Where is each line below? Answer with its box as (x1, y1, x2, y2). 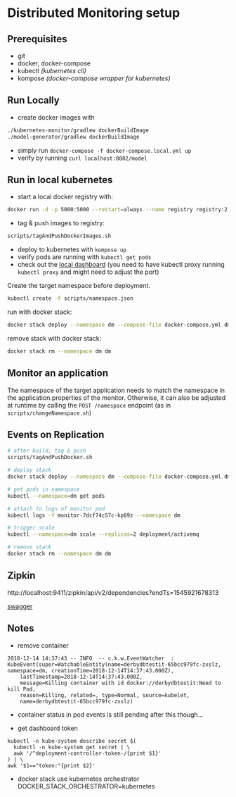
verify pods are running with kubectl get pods (17, 253, 152, 261)
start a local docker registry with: (17, 192, 114, 201)
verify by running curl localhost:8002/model (17, 153, 147, 162)
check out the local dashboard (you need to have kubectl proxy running (17, 261, 225, 269)
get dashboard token (17, 724, 79, 732)
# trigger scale (7, 525, 55, 532)
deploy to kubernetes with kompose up (17, 245, 126, 254)
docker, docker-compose (17, 59, 91, 68)
